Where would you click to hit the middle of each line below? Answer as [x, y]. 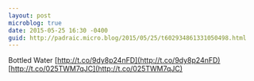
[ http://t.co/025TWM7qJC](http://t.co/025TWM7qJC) [96, 69]
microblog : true [35, 23]
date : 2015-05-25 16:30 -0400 [58, 30]
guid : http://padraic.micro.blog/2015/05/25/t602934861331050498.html [127, 38]
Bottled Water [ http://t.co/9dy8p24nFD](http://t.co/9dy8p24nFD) [114, 60]
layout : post [30, 15]
